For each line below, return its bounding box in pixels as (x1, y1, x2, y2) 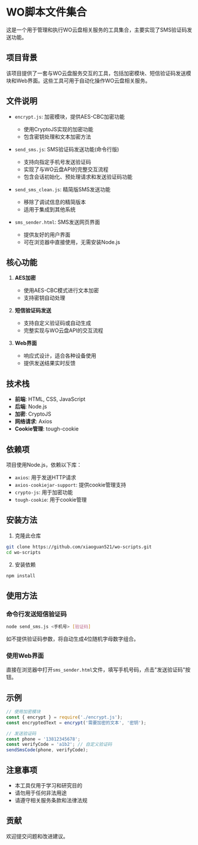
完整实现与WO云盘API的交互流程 (23, 327, 103, 334)
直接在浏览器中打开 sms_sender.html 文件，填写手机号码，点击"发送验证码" (6, 666, 186, 673)
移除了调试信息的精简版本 (23, 198, 86, 205)
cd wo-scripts (6, 549, 41, 555)
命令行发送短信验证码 (6, 610, 67, 618)
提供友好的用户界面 (23, 231, 71, 238)
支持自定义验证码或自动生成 (23, 319, 92, 327)
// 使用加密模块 (6, 709, 41, 715)
